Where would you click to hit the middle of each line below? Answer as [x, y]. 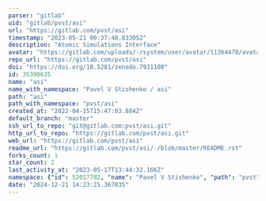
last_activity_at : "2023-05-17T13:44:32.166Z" [86, 170]
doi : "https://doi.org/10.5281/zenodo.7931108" [88, 67]
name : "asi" [28, 82]
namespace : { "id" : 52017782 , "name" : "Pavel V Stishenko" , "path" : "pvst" [134, 178]
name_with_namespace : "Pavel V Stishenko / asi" [90, 89]
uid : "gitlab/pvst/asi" [47, 23]
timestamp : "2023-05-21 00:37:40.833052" [78, 38]
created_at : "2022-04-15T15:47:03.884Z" [76, 112]
